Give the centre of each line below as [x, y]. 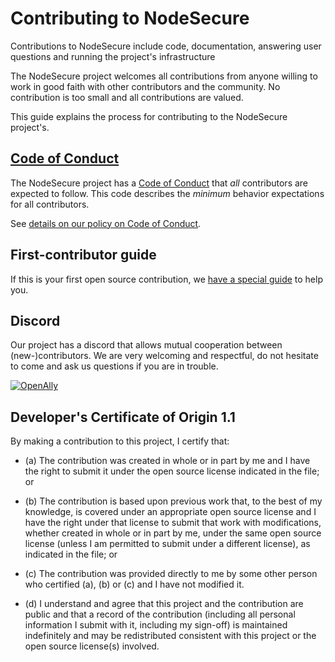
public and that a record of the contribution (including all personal [160, 614]
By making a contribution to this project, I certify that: [120, 441]
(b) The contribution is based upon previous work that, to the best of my [173, 501]
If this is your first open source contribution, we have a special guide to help [166, 279]
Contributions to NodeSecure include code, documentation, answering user [166, 46]
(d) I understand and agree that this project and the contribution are [164, 604]
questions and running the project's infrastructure [113, 56]
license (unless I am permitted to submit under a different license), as [167, 544]
